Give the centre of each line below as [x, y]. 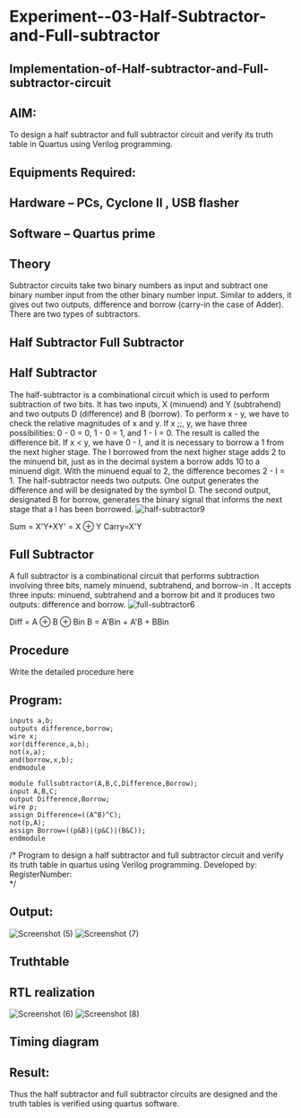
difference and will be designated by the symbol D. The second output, [140, 490]
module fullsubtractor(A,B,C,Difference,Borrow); [104, 784]
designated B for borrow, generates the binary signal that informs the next [146, 499]
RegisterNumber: [41, 874]
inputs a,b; [31, 721]
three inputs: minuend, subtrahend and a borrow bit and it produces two [142, 595]
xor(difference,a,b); [50, 745]
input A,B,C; [34, 791]
